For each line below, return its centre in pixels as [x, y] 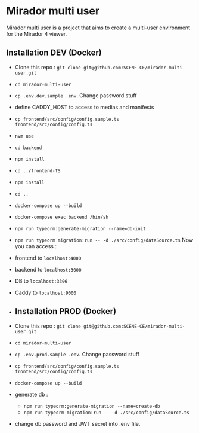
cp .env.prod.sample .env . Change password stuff [77, 354]
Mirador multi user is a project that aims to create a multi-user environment [98, 28]
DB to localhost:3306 [41, 281]
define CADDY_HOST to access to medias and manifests [84, 107]
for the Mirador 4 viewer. [37, 33]
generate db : [31, 394]
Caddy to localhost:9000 [45, 292]
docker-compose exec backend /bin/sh [62, 217]
